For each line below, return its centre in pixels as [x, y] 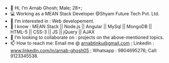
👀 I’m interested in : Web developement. [52, 21]
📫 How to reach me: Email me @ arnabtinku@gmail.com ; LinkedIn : [82, 43]
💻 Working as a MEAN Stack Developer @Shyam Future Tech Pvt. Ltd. [85, 14]
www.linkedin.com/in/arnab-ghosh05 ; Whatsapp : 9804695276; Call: [84, 50]
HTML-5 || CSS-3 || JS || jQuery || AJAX [52, 32]
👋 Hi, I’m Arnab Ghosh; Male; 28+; [46, 8]
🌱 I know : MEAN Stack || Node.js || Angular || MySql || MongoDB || [81, 26]
